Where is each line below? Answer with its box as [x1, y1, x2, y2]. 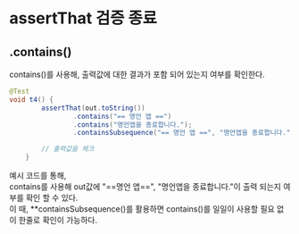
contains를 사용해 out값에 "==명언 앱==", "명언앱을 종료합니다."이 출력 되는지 [9, 181, 282, 192]
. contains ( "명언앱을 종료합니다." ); [72, 120, 193, 130]
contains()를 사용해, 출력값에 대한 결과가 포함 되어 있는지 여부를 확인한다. [9, 69, 265, 79]
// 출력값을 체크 [41, 145, 95, 154]
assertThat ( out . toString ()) [41, 104, 145, 113]
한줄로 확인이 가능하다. [18, 215, 98, 225]
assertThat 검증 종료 [9, 8, 158, 29]
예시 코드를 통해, [9, 171, 67, 180]
